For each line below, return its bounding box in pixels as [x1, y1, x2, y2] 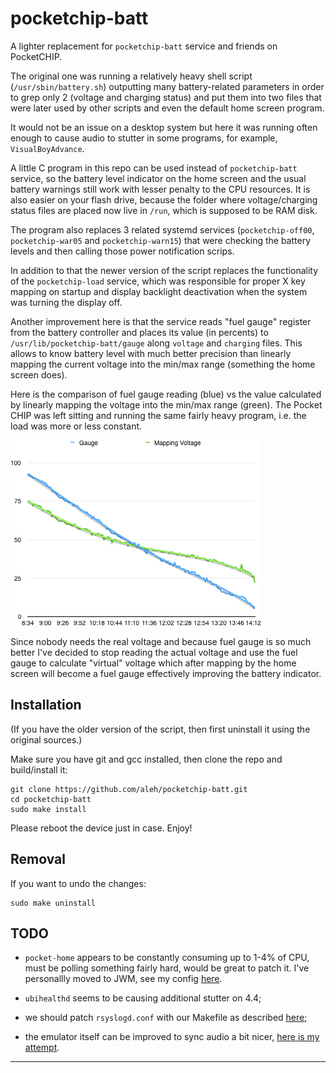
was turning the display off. [10, 296, 123, 308]
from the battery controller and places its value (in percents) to [10, 326, 269, 338]
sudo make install [10, 804, 87, 814]
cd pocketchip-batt [10, 794, 92, 804]
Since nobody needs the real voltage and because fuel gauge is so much [10, 635, 312, 647]
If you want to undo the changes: [10, 877, 147, 889]
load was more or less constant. [10, 420, 143, 432]
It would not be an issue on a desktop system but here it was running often [10, 121, 318, 133]
